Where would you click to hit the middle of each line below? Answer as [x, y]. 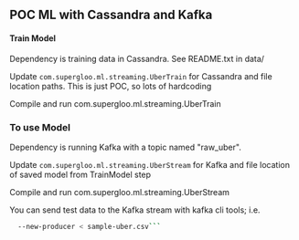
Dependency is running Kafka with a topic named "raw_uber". [126, 147]
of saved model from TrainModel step [80, 174]
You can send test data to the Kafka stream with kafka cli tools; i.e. [135, 210]
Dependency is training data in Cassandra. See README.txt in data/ [137, 58]
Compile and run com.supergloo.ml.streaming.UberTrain [115, 103]
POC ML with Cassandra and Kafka [111, 15]
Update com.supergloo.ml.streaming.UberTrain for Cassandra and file [141, 76]
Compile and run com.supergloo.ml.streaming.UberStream [120, 192]
